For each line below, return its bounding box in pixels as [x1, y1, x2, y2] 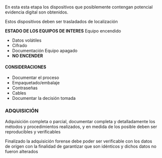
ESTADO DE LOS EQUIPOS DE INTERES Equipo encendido [5, 28, 121, 33]
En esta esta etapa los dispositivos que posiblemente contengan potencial [5, 4, 153, 10]
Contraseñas [12, 85, 38, 91]
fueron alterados [5, 148, 38, 154]
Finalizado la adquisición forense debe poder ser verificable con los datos [5, 138, 152, 144]
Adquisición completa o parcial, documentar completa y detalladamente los [5, 118, 156, 124]
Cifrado [12, 43, 28, 48]
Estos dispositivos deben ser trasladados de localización [5, 19, 118, 24]
